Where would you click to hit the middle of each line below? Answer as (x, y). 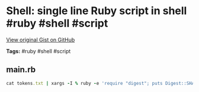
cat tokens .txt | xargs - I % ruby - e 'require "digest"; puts (84, 83)
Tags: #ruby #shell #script (38, 51)
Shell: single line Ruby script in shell (97, 11)
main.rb (21, 70)
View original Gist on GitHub (41, 40)
